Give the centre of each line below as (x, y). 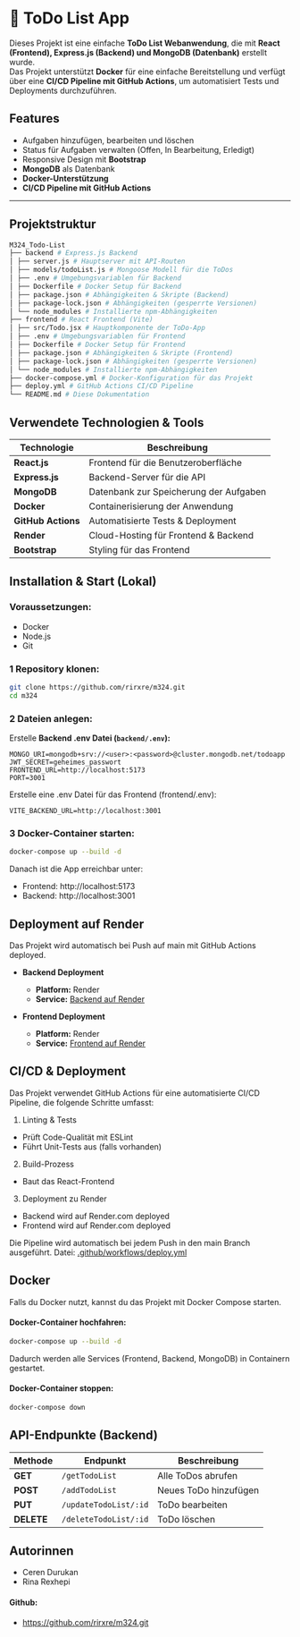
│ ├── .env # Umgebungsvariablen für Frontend (97, 336)
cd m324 (24, 696)
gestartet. (27, 1368)
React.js (31, 462)
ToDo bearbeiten (192, 1505)
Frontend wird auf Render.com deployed (96, 1226)
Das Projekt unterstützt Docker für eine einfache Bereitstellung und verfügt (147, 72)
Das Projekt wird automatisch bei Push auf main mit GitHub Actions (133, 946)
